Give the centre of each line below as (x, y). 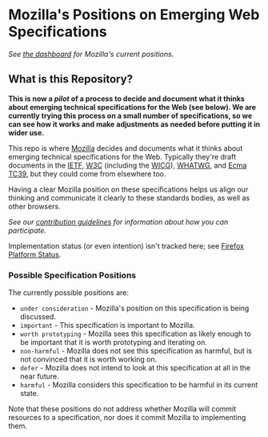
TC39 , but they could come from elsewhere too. (87, 173)
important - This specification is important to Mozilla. (107, 326)
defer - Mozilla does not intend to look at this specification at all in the (135, 368)
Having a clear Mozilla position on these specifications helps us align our (128, 189)
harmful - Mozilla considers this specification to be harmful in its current (139, 385)
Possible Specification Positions (72, 275)
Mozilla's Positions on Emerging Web (134, 15)
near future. (39, 376)
